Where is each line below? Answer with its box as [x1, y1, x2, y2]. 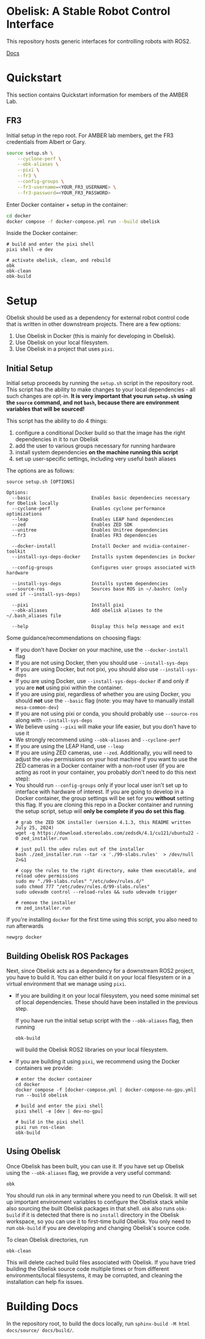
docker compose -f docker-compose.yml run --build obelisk [6, 219, 160, 225]
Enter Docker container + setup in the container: [6, 201, 128, 208]
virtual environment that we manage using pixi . [6, 980, 127, 987]
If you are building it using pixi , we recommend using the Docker [15, 1058, 181, 1065]
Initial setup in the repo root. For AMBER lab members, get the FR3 [6, 132, 174, 139]
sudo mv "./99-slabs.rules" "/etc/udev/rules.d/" [15, 879, 145, 885]
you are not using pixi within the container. [15, 684, 123, 691]
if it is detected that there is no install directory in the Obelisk [21, 1211, 179, 1218]
